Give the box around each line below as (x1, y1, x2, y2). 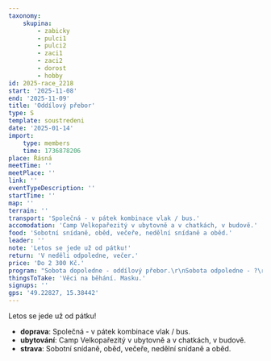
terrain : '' (8, 206, 48, 214)
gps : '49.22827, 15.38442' (8, 289, 99, 297)
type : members (23, 139, 70, 147)
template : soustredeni (8, 117, 85, 125)
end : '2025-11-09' (8, 94, 70, 102)
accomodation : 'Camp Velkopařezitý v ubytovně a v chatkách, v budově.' (8, 222, 258, 230)
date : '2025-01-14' (8, 124, 74, 132)
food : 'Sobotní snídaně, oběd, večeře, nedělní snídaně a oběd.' (8, 229, 232, 238)
